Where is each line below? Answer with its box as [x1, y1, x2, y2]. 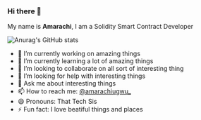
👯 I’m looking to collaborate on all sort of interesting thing [17, 65, 184, 73]
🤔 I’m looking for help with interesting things [17, 72, 146, 80]
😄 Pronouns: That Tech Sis [17, 98, 97, 106]
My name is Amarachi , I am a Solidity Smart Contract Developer [7, 22, 194, 31]
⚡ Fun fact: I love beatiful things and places [17, 105, 143, 114]
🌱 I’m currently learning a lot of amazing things [17, 57, 154, 65]
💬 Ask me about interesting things [17, 79, 116, 88]
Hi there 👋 [7, 6, 42, 16]
